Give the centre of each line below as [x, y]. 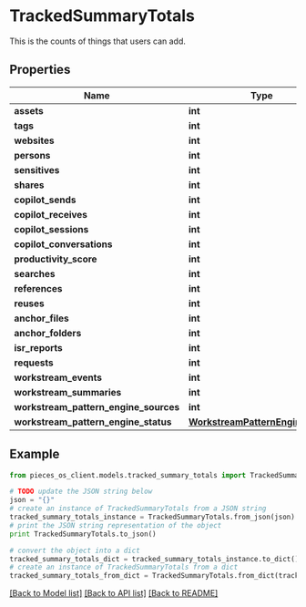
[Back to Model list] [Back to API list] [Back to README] [114, 593]
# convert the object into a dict [75, 550]
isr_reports [39, 347]
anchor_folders [48, 333]
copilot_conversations [63, 244]
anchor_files [42, 318]
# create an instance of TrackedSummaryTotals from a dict [124, 567]
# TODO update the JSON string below [81, 492]
